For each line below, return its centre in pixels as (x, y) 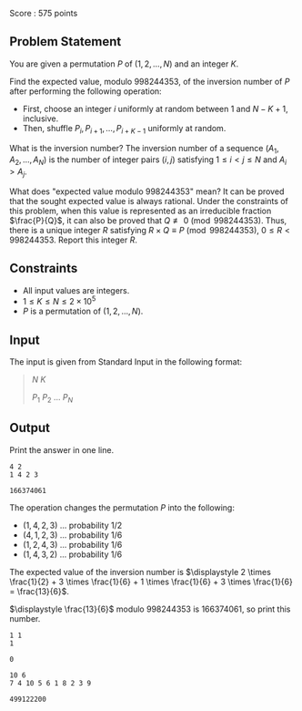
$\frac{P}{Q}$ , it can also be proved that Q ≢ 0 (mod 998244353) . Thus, (148, 221)
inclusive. (40, 118)
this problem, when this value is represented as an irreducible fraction (141, 211)
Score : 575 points (44, 13)
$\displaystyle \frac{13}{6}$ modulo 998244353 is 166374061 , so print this (150, 609)
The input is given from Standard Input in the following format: (126, 362)
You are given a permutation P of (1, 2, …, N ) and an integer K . (124, 64)
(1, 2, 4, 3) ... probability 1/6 (72, 544)
